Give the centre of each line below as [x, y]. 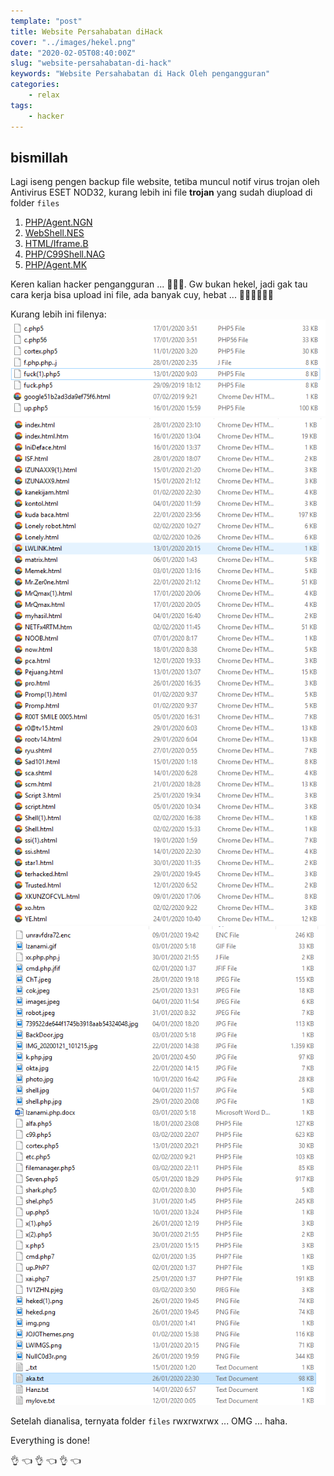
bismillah [39, 157]
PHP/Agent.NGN [58, 222]
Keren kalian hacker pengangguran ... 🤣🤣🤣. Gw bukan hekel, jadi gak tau [159, 284]
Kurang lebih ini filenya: [58, 314]
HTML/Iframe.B [56, 244]
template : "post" [46, 21]
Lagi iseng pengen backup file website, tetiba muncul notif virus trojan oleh [165, 182]
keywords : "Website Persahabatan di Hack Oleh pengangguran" [140, 74]
